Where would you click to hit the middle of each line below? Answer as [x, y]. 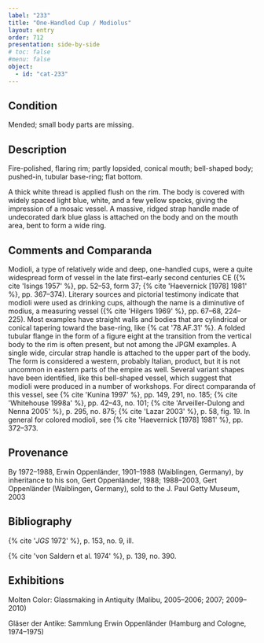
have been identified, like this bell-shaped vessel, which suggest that [120, 378]
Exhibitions [36, 580]
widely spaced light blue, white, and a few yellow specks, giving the [118, 201]
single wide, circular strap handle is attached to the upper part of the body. [130, 353]
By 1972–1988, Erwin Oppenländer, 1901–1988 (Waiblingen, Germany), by [126, 471]
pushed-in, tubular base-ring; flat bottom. [75, 177]
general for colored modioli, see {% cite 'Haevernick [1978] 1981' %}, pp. [126, 420]
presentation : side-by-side [54, 45]
